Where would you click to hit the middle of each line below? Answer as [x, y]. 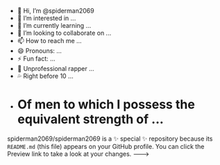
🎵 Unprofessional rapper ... [56, 69]
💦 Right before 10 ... [45, 76]
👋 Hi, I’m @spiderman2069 [56, 11]
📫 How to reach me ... [49, 41]
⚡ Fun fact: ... [36, 58]
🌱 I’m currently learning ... [54, 25]
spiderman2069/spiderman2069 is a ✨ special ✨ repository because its [110, 139]
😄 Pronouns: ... [40, 51]
